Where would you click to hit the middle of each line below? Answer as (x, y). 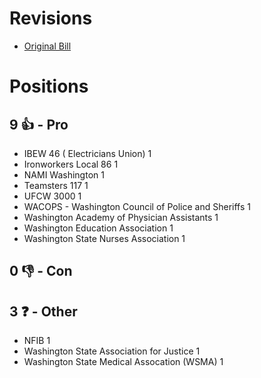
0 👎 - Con (41, 271)
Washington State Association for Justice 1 (112, 351)
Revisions (51, 18)
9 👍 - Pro (39, 124)
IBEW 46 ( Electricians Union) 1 (87, 153)
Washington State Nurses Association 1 (104, 238)
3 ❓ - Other (43, 311)
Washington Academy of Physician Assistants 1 (121, 217)
